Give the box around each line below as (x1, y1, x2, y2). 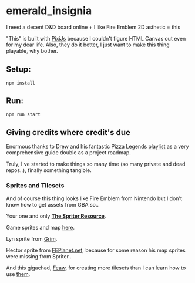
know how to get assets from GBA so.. (6, 201, 99, 208)
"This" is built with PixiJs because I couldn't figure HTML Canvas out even (6, 35, 186, 42)
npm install (6, 80, 35, 86)
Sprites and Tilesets (6, 181, 65, 190)
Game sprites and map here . (6, 224, 75, 231)
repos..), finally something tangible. (6, 167, 92, 174)
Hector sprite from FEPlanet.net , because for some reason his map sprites (6, 247, 186, 254)
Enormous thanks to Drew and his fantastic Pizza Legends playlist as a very (6, 143, 189, 150)
